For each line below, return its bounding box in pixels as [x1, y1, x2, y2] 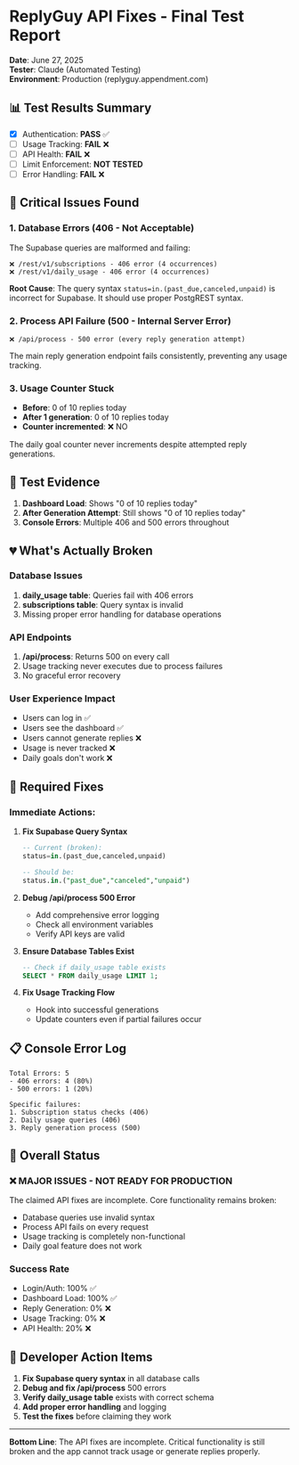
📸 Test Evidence [9, 474, 101, 489]
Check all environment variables [35, 919, 154, 929]
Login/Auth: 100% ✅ [21, 1283, 97, 1294]
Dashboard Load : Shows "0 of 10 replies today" [21, 498, 198, 509]
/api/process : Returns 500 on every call [21, 651, 170, 662]
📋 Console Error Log [9, 1041, 127, 1056]
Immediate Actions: [9, 806, 96, 818]
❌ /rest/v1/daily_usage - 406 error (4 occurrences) [9, 267, 210, 276]
